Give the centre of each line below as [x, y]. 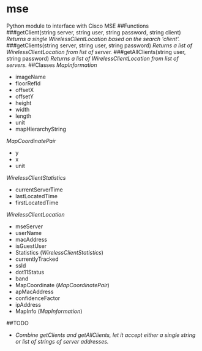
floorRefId [28, 83]
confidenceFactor [38, 298]
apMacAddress [34, 291]
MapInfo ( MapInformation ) [49, 311]
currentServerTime [39, 190]
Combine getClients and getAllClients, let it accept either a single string [105, 335]
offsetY [24, 96]
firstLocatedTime [37, 202]
